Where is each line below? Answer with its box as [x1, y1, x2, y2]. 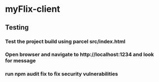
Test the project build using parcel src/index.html [5, 38, 126, 45]
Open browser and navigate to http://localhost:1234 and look [5, 51, 154, 58]
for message [5, 57, 36, 64]
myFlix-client [5, 3, 61, 15]
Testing [5, 23, 29, 32]
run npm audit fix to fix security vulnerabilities [5, 71, 118, 78]
